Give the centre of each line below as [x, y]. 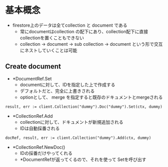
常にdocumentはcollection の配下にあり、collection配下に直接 [84, 31]
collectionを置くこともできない [52, 38]
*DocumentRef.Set [32, 78]
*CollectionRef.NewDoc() [39, 147]
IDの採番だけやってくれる [46, 153]
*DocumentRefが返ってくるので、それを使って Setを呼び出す [83, 159]
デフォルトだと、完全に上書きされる [57, 91]
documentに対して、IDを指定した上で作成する [67, 85]
